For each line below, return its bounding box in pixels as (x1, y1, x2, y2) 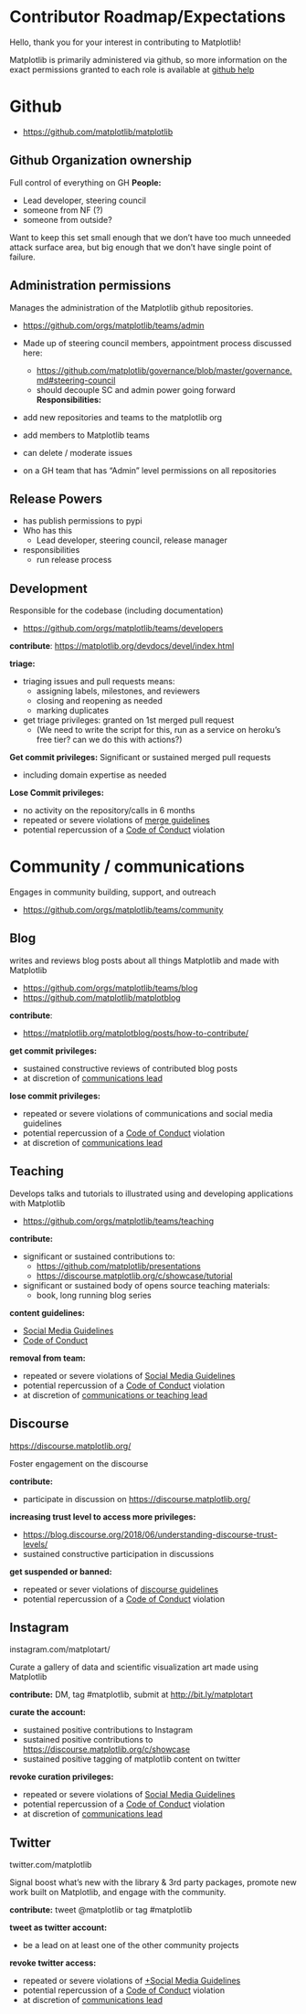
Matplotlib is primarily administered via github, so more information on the (9, 54, 288, 65)
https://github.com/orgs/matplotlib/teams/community (22, 905, 224, 916)
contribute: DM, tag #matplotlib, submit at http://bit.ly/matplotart (9, 1689, 254, 1701)
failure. (9, 251, 37, 262)
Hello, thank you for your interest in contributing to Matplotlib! (9, 37, 242, 48)
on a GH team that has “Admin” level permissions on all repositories (22, 464, 277, 476)
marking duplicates (36, 705, 110, 716)
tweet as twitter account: (9, 1922, 108, 1934)
